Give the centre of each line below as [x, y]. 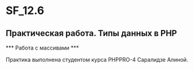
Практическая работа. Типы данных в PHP [92, 33]
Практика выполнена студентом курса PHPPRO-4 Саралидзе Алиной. [97, 60]
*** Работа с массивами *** [42, 48]
